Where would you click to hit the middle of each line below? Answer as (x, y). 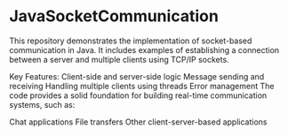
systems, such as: (42, 104)
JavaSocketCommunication (114, 16)
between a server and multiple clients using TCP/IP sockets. (119, 59)
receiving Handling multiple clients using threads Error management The (142, 86)
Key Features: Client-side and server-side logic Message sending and (137, 76)
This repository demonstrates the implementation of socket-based (131, 41)
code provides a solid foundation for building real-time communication (138, 95)
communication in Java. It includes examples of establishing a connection (144, 49)
